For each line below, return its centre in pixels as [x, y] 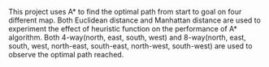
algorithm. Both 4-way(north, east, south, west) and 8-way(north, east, [127, 37]
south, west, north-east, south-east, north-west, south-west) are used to [130, 46]
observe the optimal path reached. [66, 54]
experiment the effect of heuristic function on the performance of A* [123, 29]
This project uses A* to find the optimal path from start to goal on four [125, 12]
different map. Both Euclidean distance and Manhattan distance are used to [135, 20]
